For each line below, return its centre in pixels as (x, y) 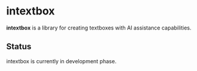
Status (19, 47)
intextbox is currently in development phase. (61, 61)
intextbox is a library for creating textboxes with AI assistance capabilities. (99, 28)
